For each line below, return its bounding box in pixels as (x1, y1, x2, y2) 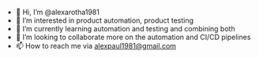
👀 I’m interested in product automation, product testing (15, 16, 194, 25)
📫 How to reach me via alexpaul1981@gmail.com (15, 42, 176, 50)
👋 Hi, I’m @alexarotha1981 (15, 8, 100, 16)
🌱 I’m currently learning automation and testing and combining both (15, 24, 235, 33)
